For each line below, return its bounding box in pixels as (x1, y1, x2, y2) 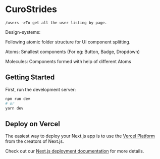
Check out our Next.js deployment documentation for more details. (5, 148, 144, 154)
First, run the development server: (5, 86, 76, 92)
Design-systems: (5, 29, 41, 35)
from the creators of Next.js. (5, 138, 64, 144)
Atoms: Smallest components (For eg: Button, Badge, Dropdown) (5, 48, 140, 55)
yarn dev (5, 105, 24, 111)
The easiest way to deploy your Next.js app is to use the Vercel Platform (5, 133, 155, 139)
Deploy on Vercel (5, 120, 61, 128)
